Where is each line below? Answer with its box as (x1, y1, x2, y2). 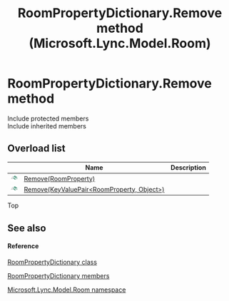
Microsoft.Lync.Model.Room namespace (7, 285, 126, 294)
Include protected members (7, 114, 89, 123)
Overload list (7, 143, 66, 155)
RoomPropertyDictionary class (7, 257, 98, 266)
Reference (7, 242, 39, 250)
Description (171, 163, 207, 172)
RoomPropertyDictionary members (7, 271, 110, 280)
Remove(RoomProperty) (24, 174, 96, 183)
